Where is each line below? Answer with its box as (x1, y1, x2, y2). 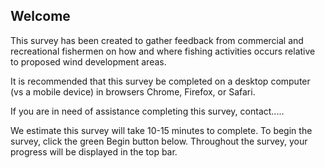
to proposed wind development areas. (10, 55, 167, 68)
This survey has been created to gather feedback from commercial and (10, 34, 304, 46)
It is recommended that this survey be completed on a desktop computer (10, 75, 311, 87)
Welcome (10, 8, 71, 25)
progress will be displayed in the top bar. (10, 145, 178, 158)
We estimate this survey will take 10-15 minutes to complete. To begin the (10, 124, 313, 136)
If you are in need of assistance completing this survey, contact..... (10, 105, 285, 117)
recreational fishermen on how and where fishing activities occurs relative (10, 45, 316, 57)
